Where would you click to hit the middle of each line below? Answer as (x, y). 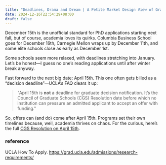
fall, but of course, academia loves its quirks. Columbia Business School (78, 38)
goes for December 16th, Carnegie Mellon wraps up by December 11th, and (82, 43)
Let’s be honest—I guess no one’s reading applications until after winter (78, 63)
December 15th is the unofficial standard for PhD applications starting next (81, 33)
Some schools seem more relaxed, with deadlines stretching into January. (80, 58)
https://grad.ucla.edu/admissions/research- (93, 152)
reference (17, 141)
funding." (26, 108)
